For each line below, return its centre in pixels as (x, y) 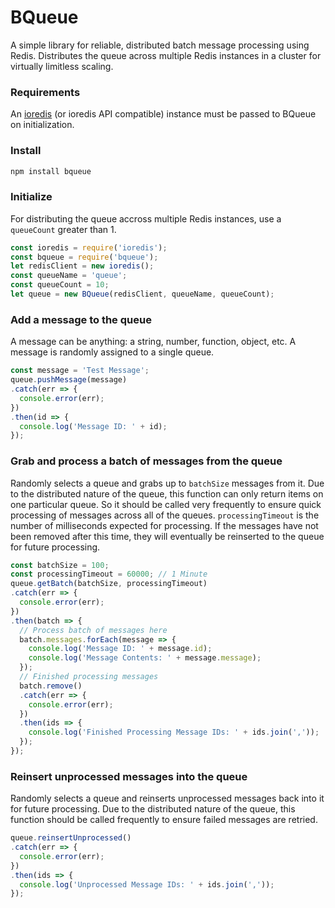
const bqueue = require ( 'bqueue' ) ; (84, 257)
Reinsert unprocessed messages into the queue (129, 776)
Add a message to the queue (81, 319)
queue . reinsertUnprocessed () (71, 838)
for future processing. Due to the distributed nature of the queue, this (153, 809)
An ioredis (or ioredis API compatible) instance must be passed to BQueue (163, 114)
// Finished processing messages (89, 677)
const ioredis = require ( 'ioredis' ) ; (89, 247)
